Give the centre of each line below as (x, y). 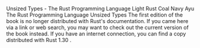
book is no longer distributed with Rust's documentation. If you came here (97, 21)
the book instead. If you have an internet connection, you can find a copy (96, 34)
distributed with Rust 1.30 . (39, 40)
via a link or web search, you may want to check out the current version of (98, 27)
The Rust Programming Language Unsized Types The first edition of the (95, 15)
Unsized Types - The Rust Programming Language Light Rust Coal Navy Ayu (100, 9)
